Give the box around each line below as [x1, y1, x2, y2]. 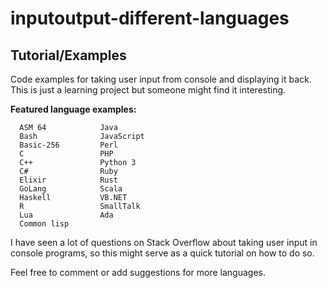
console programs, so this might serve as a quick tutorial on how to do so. [10, 247, 315, 259]
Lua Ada [19, 210, 114, 220]
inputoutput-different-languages [10, 7, 290, 30]
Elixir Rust [19, 175, 118, 185]
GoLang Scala [19, 184, 123, 194]
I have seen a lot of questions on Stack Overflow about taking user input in [10, 237, 318, 248]
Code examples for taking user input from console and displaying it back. [10, 73, 312, 85]
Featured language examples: [10, 103, 137, 115]
